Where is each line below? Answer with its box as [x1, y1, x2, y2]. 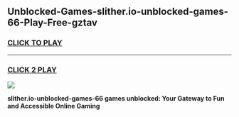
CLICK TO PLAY [7, 38, 63, 48]
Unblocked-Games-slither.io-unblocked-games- [7, 6, 229, 18]
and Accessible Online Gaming [7, 101, 100, 110]
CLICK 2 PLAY [7, 65, 57, 74]
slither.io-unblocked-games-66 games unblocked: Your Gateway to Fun [7, 94, 225, 102]
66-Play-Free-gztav [7, 17, 98, 29]
